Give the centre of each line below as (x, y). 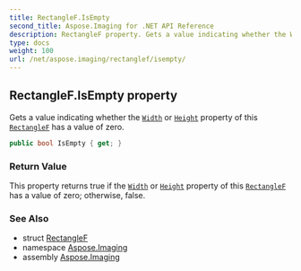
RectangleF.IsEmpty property (93, 96)
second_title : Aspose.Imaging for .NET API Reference (112, 26)
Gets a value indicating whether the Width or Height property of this (133, 117)
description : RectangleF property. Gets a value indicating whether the (148, 34)
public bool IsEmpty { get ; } (66, 143)
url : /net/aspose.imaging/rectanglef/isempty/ (98, 59)
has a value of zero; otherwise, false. (77, 195)
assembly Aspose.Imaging (71, 258)
